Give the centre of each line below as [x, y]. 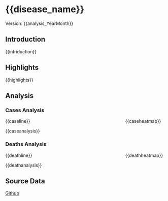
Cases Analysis [25, 110]
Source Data [25, 181]
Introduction [25, 39]
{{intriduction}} [21, 51]
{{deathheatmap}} [144, 155]
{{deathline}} [19, 155]
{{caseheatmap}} [143, 121]
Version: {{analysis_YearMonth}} [39, 23]
